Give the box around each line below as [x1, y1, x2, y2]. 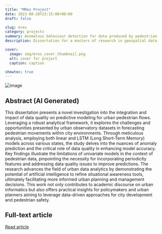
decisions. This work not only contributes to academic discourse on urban [5, 182, 154, 187]
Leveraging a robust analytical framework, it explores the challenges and [5, 120, 150, 126]
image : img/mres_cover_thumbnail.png [9, 51, 86, 56]
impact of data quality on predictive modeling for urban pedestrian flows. [5, 115, 151, 121]
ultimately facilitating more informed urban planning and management [5, 176, 145, 182]
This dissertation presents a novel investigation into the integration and [5, 109, 147, 115]
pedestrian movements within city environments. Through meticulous [5, 130, 144, 136]
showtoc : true [5, 69, 34, 74]
